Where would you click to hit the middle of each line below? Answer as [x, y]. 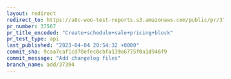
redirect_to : [25, 20]
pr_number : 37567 [31, 26]
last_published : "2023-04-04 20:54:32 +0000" [73, 45]
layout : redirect [31, 13]
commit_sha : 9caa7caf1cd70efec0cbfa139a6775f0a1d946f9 [87, 52]
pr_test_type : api [33, 39]
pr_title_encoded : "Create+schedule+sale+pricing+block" [90, 33]
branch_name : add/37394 [41, 65]
